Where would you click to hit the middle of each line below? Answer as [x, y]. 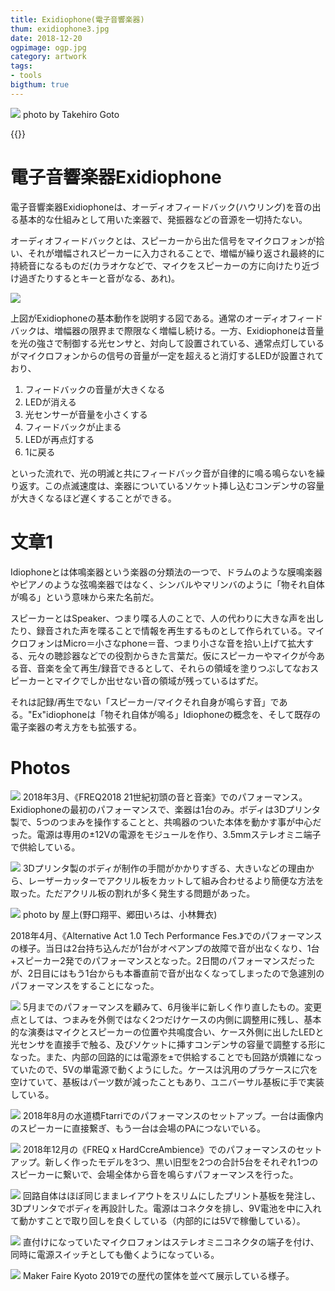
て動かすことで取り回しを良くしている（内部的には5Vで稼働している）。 [158, 1220]
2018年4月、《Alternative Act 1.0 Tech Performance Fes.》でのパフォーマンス [166, 935]
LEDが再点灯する [59, 439]
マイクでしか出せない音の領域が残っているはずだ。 [158, 680]
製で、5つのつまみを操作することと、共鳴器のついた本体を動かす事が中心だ [166, 822]
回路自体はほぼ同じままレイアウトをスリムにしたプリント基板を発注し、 [171, 1195]
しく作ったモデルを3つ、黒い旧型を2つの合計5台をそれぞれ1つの [186, 1162]
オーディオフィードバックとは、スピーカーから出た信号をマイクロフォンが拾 [167, 240]
